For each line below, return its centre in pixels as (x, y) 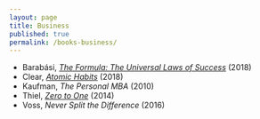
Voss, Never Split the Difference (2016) (93, 105)
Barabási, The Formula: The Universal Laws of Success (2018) (137, 67)
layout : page (33, 17)
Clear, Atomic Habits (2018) (73, 77)
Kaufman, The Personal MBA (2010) (88, 86)
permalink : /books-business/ (63, 42)
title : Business (39, 26)
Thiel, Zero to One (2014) (68, 96)
